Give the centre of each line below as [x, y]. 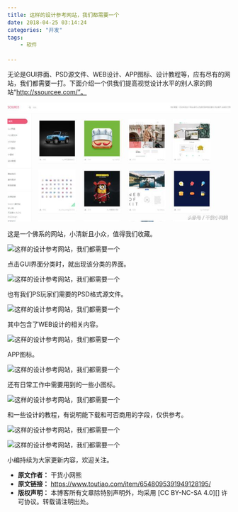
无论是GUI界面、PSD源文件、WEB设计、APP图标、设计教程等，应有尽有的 [116, 74]
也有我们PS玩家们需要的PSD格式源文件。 [67, 294]
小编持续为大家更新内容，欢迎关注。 [60, 460]
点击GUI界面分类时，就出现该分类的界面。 [69, 264]
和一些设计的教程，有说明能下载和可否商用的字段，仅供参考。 [97, 414]
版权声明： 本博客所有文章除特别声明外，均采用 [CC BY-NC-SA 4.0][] [119, 492]
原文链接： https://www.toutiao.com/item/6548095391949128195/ [114, 484]
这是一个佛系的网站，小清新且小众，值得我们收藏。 [82, 233]
